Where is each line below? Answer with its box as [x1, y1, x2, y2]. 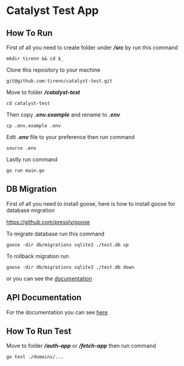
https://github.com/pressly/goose [6, 218, 90, 225]
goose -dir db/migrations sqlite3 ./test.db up [6, 242, 129, 248]
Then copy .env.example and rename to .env [6, 111, 120, 118]
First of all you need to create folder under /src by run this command [6, 44, 178, 51]
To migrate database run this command [6, 230, 105, 237]
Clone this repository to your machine [6, 66, 101, 73]
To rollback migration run [6, 252, 69, 260]
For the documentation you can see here [6, 308, 108, 316]
